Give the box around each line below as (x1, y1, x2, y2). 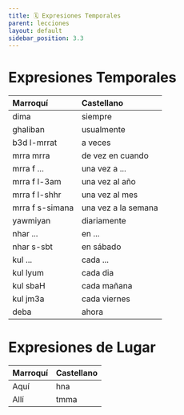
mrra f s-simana (12, 202, 74, 213)
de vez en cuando (81, 150, 150, 161)
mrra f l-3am (12, 176, 62, 187)
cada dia (81, 268, 114, 279)
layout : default (8, 26, 62, 34)
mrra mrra (12, 150, 50, 161)
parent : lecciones (8, 19, 70, 27)
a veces (81, 137, 111, 148)
